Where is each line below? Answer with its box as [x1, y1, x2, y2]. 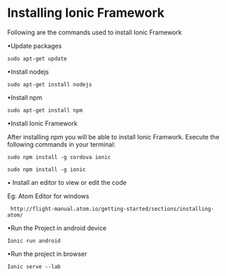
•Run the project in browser [7, 249, 87, 258]
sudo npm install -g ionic [7, 166, 86, 173]
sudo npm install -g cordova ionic [7, 153, 111, 160]
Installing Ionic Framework [7, 5, 164, 21]
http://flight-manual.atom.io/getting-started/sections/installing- [10, 205, 215, 212]
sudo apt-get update [7, 55, 68, 62]
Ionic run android [7, 237, 61, 244]
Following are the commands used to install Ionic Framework [7, 28, 182, 36]
